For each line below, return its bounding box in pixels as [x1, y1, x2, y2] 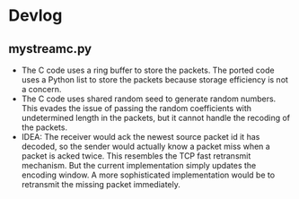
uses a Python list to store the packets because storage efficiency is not [21, 74, 289, 85]
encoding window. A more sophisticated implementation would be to [21, 169, 276, 180]
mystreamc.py [8, 41, 92, 56]
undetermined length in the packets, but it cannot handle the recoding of [21, 113, 291, 123]
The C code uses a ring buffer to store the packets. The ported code [21, 65, 275, 75]
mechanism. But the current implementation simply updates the [21, 160, 257, 170]
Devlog [8, 5, 63, 26]
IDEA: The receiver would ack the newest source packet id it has [21, 132, 260, 142]
